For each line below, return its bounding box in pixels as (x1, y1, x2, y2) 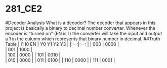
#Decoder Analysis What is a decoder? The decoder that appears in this (5, 20, 156, 26)
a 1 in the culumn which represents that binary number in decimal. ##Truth (5, 36, 160, 42)
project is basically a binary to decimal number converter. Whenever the (5, 25, 156, 31)
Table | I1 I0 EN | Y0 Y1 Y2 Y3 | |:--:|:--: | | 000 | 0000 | (5, 41, 119, 47)
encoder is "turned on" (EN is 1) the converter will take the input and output (5, 30, 162, 36)
